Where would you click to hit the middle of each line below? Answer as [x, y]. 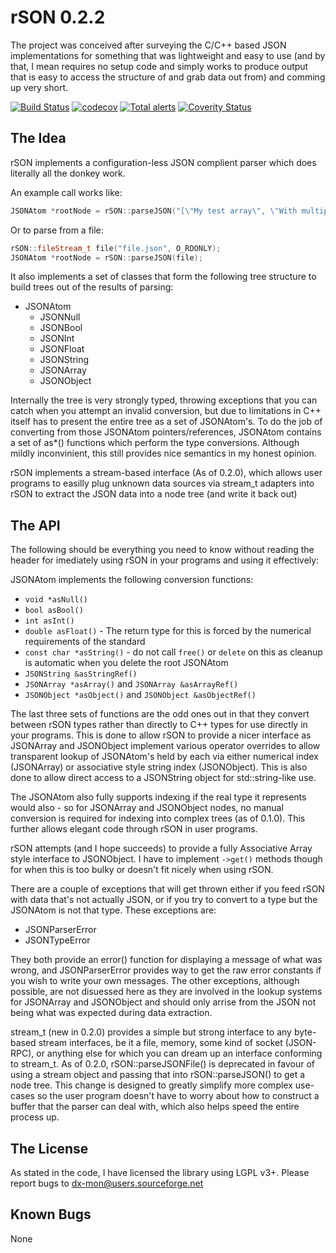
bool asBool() [54, 611]
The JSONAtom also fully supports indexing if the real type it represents [158, 797]
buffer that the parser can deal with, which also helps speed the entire [155, 1107]
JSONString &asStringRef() [81, 674]
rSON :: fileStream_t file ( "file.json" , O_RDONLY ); [116, 248]
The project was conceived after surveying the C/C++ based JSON [148, 45]
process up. [35, 1117]
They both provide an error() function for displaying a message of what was [166, 960]
